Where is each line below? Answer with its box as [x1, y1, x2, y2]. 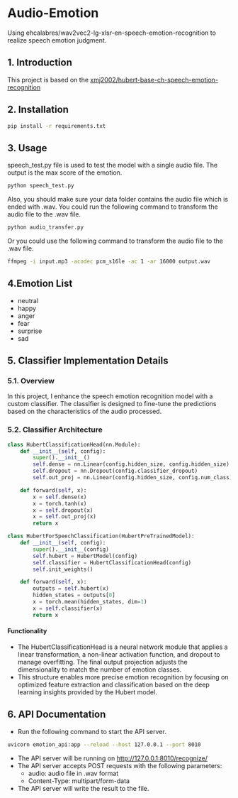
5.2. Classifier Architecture [7, 425, 103, 434]
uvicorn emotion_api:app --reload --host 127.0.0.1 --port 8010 [7, 740, 201, 748]
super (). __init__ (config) [33, 545, 110, 553]
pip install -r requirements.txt [7, 122, 106, 129]
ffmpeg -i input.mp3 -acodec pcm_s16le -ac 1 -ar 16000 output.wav [7, 258, 211, 265]
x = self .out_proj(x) [33, 513, 97, 520]
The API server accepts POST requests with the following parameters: [17, 761, 222, 770]
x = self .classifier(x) [33, 605, 103, 612]
